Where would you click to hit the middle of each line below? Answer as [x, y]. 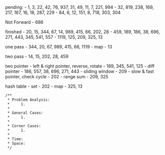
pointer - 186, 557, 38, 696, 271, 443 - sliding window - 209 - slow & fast [80, 71]
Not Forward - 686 [24, 22]
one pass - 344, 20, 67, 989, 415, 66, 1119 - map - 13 [59, 47]
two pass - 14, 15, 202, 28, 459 [37, 56]
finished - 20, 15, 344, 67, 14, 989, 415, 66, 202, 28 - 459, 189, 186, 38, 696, [83, 32]
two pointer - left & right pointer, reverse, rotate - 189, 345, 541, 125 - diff [80, 66]
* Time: [15, 139]
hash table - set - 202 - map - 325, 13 [44, 86]
